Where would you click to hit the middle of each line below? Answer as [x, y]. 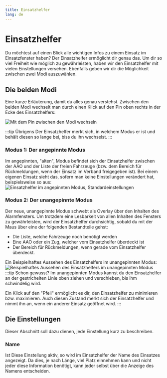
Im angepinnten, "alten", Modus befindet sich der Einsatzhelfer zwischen [80, 161]
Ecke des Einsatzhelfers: [30, 112]
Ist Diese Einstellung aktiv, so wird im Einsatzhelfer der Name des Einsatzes [83, 355]
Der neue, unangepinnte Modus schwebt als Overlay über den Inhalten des [82, 211]
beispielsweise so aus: [28, 182]
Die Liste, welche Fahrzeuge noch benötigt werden [65, 236]
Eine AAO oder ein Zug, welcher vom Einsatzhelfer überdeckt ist [78, 242]
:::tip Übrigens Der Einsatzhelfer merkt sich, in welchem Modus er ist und [80, 132]
